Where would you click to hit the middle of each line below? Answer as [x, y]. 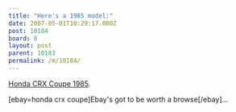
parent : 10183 [32, 53]
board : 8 [23, 38]
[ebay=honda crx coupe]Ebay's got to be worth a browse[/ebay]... [118, 99]
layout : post [30, 46]
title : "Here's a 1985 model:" [61, 16]
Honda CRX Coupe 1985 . [50, 83]
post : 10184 [28, 31]
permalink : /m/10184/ [45, 61]
